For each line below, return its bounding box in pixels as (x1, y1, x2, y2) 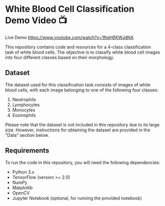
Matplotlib (12, 184, 33, 190)
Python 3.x (12, 169, 34, 175)
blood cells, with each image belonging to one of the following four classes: (5, 87, 159, 93)
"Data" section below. (5, 132, 49, 138)
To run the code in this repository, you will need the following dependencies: (5, 159, 161, 165)
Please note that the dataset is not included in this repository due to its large (5, 121, 160, 127)
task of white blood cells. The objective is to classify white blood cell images (5, 49, 161, 55)
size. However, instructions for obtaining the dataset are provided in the (5, 127, 150, 133)
